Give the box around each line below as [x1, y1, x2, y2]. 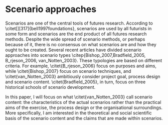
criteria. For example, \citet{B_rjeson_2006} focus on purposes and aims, [5, 63, 157, 69]
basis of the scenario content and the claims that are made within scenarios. [5, 115, 163, 121]
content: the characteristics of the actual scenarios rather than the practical [5, 99, 161, 105]
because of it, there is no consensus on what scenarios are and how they [5, 41, 156, 47]
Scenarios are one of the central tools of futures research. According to [5, 20, 153, 26]
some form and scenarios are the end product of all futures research [5, 31, 147, 37]
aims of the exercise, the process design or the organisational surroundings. [5, 104, 163, 110]
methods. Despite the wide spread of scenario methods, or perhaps [5, 36, 145, 42]
